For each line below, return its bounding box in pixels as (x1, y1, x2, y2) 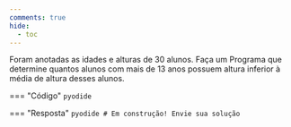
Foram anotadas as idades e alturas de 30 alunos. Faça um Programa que (9, 55, 283, 65)
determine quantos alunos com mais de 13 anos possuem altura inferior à (9, 63, 281, 74)
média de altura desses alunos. (9, 73, 125, 84)
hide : (9, 21, 30, 30)
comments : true (9, 13, 66, 22)
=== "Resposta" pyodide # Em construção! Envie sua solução (9, 108, 241, 119)
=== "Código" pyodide (9, 90, 93, 101)
